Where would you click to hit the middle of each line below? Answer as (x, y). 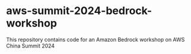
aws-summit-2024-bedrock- (79, 11)
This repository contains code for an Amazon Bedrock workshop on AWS (95, 39)
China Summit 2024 (31, 46)
